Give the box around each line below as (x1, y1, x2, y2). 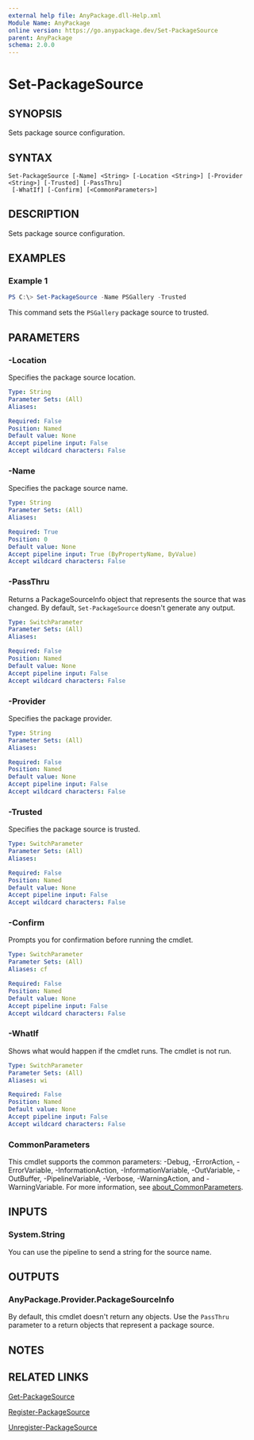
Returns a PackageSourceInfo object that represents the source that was (8, 594, 246, 604)
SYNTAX (8, 151, 53, 164)
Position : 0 (8, 535, 48, 543)
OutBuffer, (8, 1174, 42, 1183)
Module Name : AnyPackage (8, 19, 90, 27)
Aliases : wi (8, 1076, 48, 1084)
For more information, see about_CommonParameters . (66, 1183, 244, 1192)
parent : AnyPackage (8, 33, 73, 42)
